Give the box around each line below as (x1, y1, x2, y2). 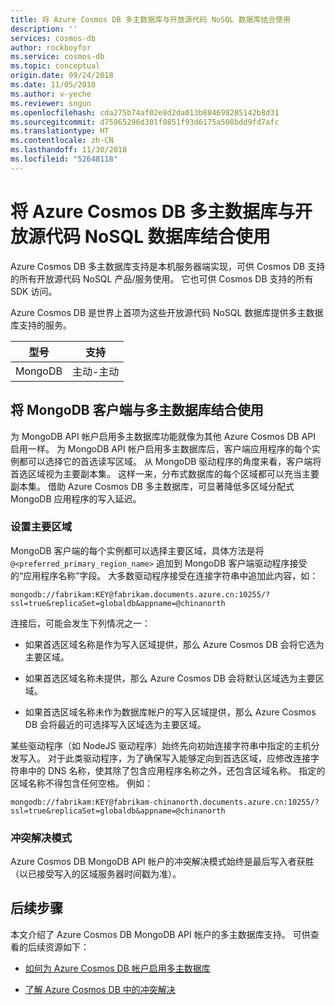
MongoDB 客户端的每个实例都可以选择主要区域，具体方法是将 (10, 544, 265, 556)
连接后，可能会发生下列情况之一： (10, 617, 151, 629)
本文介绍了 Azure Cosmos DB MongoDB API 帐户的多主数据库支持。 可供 (10, 928, 311, 940)
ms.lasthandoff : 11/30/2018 (10, 145, 128, 155)
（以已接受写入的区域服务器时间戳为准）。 (10, 868, 182, 880)
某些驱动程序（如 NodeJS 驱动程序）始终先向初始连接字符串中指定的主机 (10, 739, 312, 751)
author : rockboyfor (10, 42, 92, 53)
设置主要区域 (10, 520, 73, 534)
